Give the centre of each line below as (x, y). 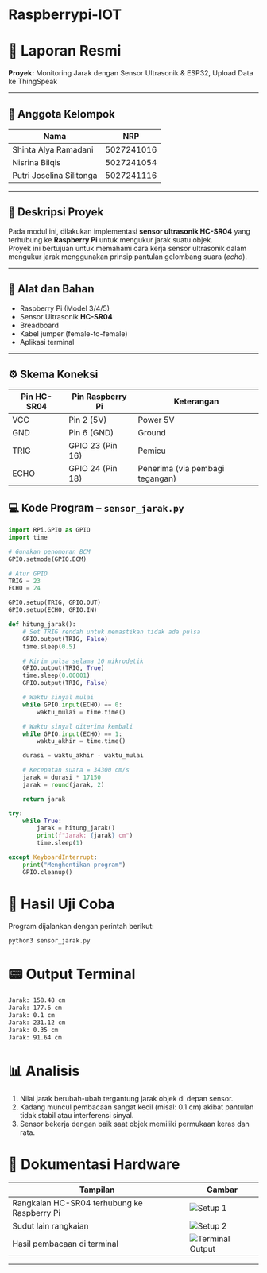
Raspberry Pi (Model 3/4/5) (64, 308)
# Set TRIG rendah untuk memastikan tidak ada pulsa (112, 632)
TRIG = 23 (25, 581)
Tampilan (97, 1190)
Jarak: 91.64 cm (35, 1037)
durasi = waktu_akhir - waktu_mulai (83, 756)
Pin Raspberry (99, 397)
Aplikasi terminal (47, 342)
